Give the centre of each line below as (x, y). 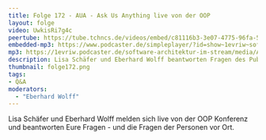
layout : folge (32, 23)
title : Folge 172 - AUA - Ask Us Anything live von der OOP (110, 15)
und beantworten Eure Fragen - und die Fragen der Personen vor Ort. (122, 127)
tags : (17, 74)
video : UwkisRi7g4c (40, 30)
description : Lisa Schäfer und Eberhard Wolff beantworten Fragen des (127, 60)
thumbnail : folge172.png (49, 67)
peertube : (25, 38)
